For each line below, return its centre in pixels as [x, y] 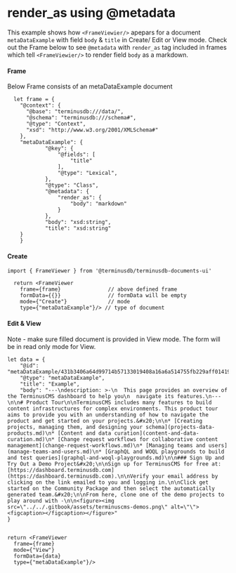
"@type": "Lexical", [87, 173]
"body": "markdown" [99, 204]
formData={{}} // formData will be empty [104, 296]
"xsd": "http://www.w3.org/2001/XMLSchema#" [92, 130]
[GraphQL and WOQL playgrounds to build [164, 452]
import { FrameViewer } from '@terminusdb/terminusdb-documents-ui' [110, 271]
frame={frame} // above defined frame [99, 289]
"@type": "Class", [72, 185]
